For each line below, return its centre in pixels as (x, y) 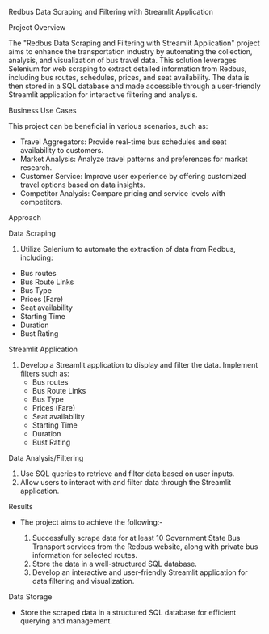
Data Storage (30, 597)
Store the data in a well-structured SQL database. (115, 564)
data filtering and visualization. (83, 581)
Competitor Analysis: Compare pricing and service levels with (123, 193)
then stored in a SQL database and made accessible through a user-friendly (134, 86)
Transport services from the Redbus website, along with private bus (145, 547)
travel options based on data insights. (82, 185)
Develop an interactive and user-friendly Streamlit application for (140, 572)
